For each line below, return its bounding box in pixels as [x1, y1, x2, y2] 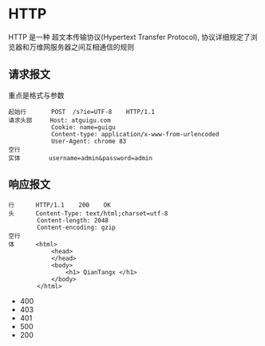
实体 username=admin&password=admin [8, 154, 153, 162]
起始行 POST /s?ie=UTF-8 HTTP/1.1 [8, 108, 156, 116]
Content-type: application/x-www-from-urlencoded [50, 130, 220, 138]
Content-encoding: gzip [37, 223, 116, 231]
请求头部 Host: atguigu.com [8, 116, 112, 124]
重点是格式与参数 [8, 90, 65, 100]
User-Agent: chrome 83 [50, 137, 127, 145]
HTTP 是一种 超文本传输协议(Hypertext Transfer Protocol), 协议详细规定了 [8, 32, 251, 41]
